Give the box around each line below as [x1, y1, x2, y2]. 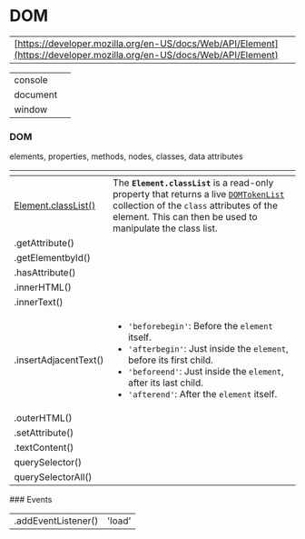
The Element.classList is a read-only [113, 176, 274, 189]
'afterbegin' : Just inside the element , [128, 343, 289, 355]
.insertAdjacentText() [14, 354, 104, 366]
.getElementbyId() [14, 252, 91, 265]
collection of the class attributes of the [113, 199, 279, 212]
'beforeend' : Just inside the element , [128, 365, 284, 378]
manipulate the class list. [113, 222, 218, 235]
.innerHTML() [14, 281, 72, 294]
